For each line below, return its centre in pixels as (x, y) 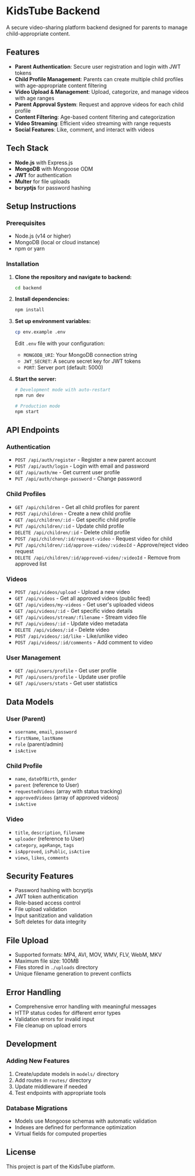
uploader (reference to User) (49, 838)
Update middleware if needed (51, 1086)
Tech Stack (27, 148)
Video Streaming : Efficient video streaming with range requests (93, 123)
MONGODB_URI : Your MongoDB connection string (80, 355)
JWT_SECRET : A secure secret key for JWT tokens (82, 361)
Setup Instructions (41, 206)
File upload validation (41, 909)
